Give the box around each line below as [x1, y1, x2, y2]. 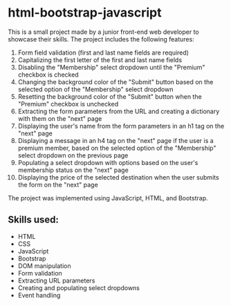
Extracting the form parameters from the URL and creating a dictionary [17, 107, 220, 115]
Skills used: [8, 214, 59, 226]
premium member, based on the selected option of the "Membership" [17, 144, 216, 152]
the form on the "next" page [17, 180, 99, 189]
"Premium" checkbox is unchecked [17, 99, 119, 108]
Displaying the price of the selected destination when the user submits [17, 173, 220, 181]
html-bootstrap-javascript [8, 5, 162, 21]
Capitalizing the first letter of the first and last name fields [17, 55, 183, 64]
